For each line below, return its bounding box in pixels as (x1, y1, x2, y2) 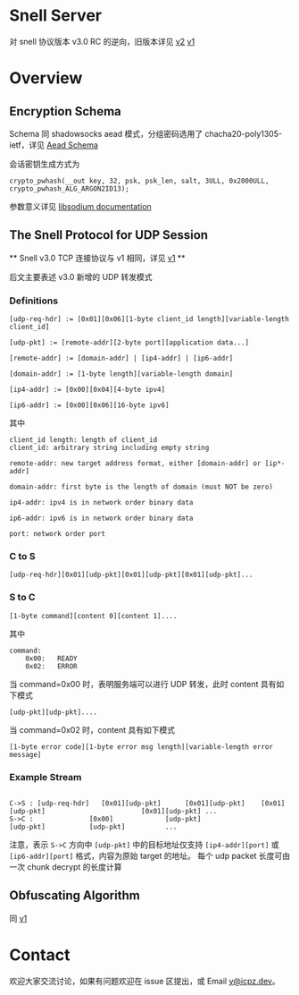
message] (9, 750, 42, 759)
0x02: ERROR (25, 661, 78, 671)
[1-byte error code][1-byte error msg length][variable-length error (9, 742, 274, 752)
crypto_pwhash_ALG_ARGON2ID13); (9, 184, 129, 193)
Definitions (9, 294, 59, 307)
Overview (9, 68, 83, 89)
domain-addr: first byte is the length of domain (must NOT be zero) (9, 482, 274, 492)
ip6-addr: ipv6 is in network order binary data (9, 514, 194, 523)
